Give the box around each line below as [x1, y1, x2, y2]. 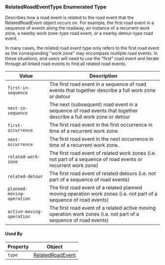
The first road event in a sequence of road [49, 81, 146, 88]
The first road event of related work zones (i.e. [49, 150, 156, 157]
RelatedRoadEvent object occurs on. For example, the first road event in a [5, 20, 154, 26]
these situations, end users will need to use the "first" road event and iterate [5, 56, 160, 62]
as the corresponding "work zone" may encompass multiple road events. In [5, 50, 158, 56]
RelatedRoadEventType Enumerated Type [5, 3, 107, 10]
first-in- [7, 85, 30, 91]
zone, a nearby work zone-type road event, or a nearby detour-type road [5, 31, 153, 36]
